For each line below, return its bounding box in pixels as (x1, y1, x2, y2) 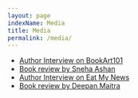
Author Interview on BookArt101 (18, 56, 124, 65)
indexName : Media (7, 19, 65, 27)
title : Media (7, 26, 51, 34)
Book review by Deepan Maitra (18, 81, 120, 91)
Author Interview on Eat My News (18, 73, 130, 82)
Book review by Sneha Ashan (18, 65, 116, 74)
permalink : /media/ (7, 33, 73, 42)
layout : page (7, 11, 51, 20)
